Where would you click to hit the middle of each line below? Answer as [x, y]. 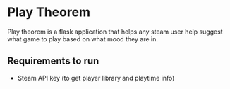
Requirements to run [53, 61]
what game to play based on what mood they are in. [83, 39]
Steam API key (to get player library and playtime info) [96, 78]
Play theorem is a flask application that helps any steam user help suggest [115, 32]
